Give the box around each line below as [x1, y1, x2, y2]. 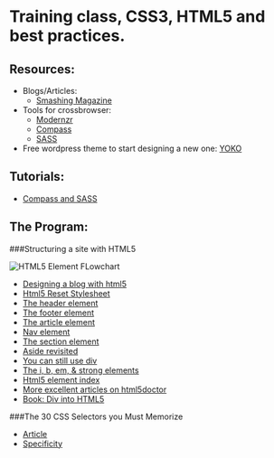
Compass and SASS [22, 192, 98, 204]
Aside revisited [22, 345, 79, 356]
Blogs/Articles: [22, 86, 78, 96]
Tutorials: [9, 169, 65, 184]
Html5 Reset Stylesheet [22, 287, 110, 299]
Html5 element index [22, 374, 100, 385]
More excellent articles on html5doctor [22, 384, 167, 395]
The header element [22, 297, 99, 308]
